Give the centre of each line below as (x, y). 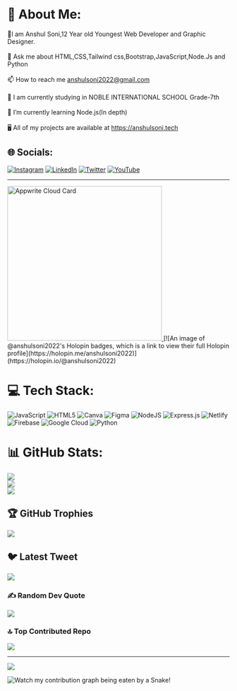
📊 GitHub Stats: (55, 452)
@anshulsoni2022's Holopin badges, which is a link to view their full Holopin (118, 345)
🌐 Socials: (30, 152)
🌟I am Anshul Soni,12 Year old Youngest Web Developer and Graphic (107, 34)
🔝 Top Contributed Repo (49, 632)
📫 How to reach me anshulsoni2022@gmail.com (79, 79)
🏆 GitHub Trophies (50, 514)
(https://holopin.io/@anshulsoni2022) (62, 360)
